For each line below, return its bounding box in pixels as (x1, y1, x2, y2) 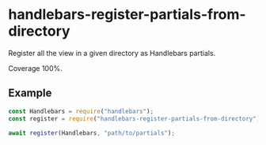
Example (8, 87, 52, 100)
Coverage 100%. (8, 63, 63, 72)
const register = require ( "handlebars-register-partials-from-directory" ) (8, 114, 260, 123)
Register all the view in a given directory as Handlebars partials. (8, 48, 216, 58)
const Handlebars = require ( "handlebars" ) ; (8, 107, 154, 115)
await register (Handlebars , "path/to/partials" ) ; (8, 128, 176, 137)
